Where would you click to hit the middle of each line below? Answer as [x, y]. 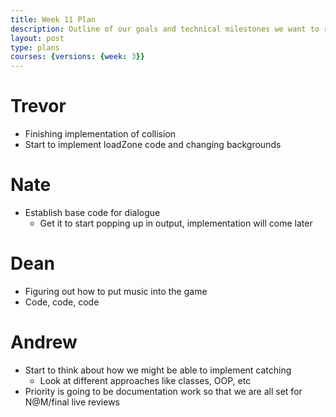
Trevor [38, 106]
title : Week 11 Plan [53, 19]
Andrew [44, 342]
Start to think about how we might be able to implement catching [158, 370]
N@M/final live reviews [72, 402]
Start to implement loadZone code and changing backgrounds [153, 145]
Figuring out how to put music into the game [116, 291]
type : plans [35, 47]
